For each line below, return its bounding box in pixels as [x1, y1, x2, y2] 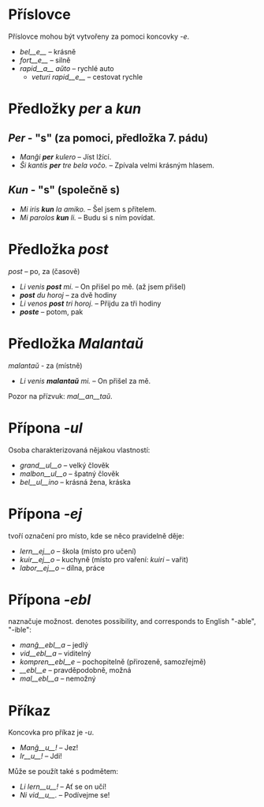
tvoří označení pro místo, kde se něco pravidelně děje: [8, 531, 185, 540]
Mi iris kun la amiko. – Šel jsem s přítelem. [19, 204, 157, 214]
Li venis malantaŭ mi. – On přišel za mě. [19, 376, 151, 385]
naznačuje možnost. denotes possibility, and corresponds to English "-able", [8, 617, 256, 626]
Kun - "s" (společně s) [8, 183, 121, 197]
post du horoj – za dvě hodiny [19, 290, 117, 299]
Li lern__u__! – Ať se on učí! [19, 782, 106, 791]
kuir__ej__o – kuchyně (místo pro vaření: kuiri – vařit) [19, 554, 189, 564]
